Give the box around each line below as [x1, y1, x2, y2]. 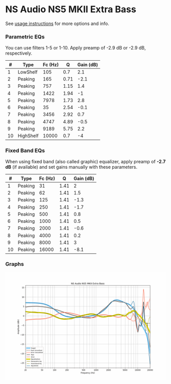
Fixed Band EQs [5, 147, 45, 154]
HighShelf [17, 133, 39, 139]
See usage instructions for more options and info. [5, 20, 110, 27]
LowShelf [17, 69, 38, 75]
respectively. [5, 50, 32, 57]
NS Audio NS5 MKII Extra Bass [5, 4, 136, 15]
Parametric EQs [5, 33, 45, 40]
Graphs [5, 261, 24, 268]
